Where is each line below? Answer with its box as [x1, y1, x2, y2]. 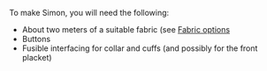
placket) [21, 53, 52, 62]
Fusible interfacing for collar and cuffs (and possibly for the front [21, 43, 258, 53]
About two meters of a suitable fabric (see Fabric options [21, 25, 231, 34]
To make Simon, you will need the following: [9, 8, 170, 18]
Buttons [21, 34, 51, 44]
